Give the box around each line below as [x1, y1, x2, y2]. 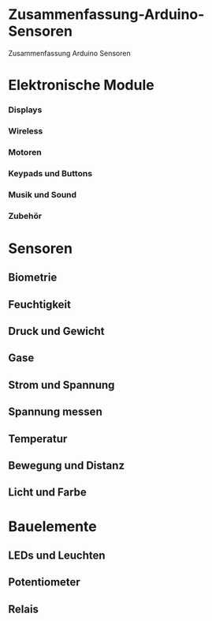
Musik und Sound [8, 189, 77, 200]
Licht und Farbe [8, 486, 87, 499]
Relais [8, 602, 39, 615]
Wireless [8, 125, 43, 136]
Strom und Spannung [8, 378, 115, 392]
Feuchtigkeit [8, 298, 71, 311]
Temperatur [8, 432, 68, 446]
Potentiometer [8, 575, 80, 589]
